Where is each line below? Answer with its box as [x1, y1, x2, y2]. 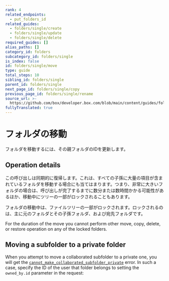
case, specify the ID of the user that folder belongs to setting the [5, 264, 139, 270]
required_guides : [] [5, 40, 49, 45]
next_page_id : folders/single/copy [5, 86, 80, 92]
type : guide [5, 68, 30, 73]
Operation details [5, 161, 61, 170]
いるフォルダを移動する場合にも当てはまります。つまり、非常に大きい [14, 181, 159, 187]
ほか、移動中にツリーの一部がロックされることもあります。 [9, 194, 133, 200]
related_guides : [5, 21, 39, 27]
